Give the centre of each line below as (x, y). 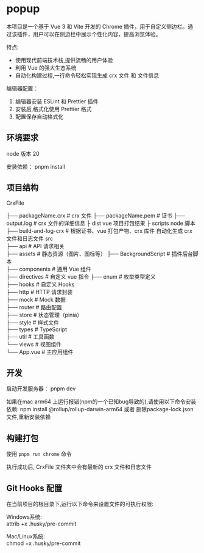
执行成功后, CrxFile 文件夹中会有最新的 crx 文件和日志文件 (79, 467)
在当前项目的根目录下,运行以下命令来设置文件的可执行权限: (80, 504)
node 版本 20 (23, 153)
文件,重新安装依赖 (29, 417)
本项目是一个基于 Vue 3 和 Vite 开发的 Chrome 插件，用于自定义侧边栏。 (97, 26)
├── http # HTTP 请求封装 (40, 291)
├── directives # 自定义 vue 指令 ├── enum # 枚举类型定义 (81, 276)
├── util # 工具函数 (30, 336)
